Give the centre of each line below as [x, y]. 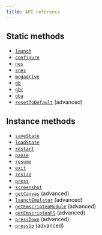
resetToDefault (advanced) [49, 102]
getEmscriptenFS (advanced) [50, 213]
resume [23, 162]
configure [27, 58]
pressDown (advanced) [42, 219]
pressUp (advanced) [39, 226]
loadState [27, 143]
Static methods [35, 37]
